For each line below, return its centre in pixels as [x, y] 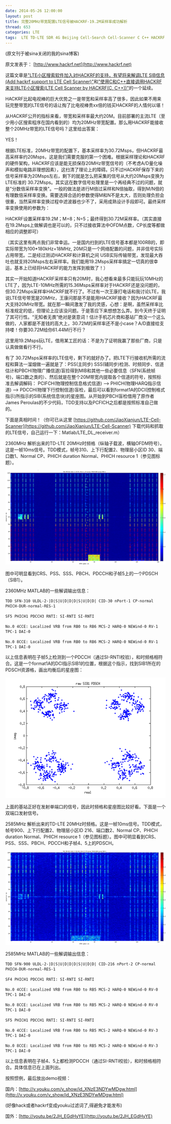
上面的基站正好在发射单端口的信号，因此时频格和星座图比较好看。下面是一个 [85, 807]
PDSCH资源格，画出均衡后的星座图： [44, 670]
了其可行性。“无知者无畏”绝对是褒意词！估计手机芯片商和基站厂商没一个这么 [85, 317]
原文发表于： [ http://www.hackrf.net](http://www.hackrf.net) [68, 64]
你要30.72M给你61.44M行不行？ [52, 330]
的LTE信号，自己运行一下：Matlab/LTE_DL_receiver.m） [64, 432]
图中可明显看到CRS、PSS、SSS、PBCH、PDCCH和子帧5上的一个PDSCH [82, 574]
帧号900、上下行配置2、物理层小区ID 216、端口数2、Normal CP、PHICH [81, 830]
